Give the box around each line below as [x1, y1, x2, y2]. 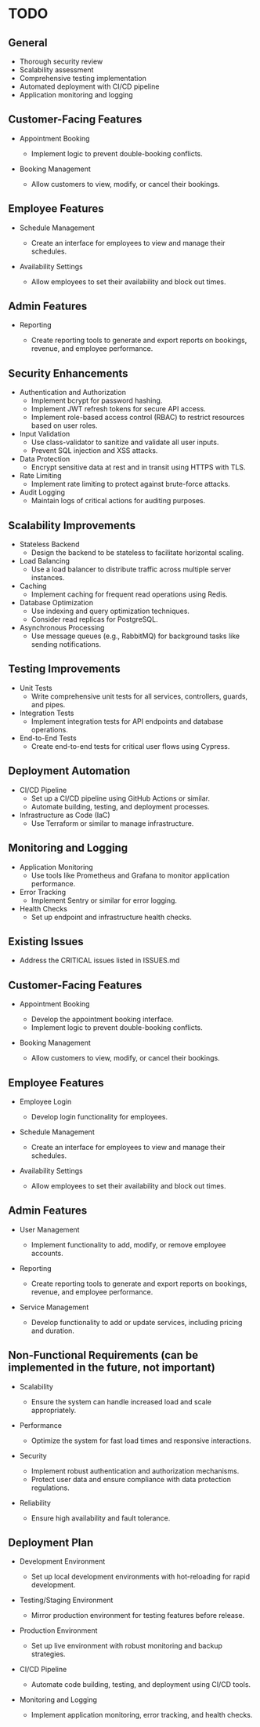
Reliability [19, 1498, 51, 1507]
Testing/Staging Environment [19, 1595, 114, 1605]
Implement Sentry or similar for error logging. [31, 896, 178, 905]
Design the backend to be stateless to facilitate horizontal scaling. [31, 548, 244, 557]
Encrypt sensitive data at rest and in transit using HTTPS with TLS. [31, 462, 246, 472]
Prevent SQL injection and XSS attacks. [31, 446, 158, 455]
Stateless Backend [19, 539, 80, 549]
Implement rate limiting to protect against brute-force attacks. [31, 480, 231, 489]
